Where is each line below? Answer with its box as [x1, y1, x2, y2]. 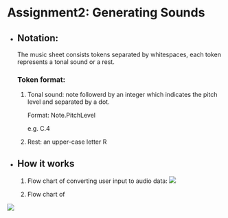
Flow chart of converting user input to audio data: [27, 177, 168, 185]
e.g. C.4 [27, 124, 50, 133]
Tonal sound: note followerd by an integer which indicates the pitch [27, 91, 218, 99]
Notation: [16, 32, 59, 44]
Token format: [16, 74, 66, 84]
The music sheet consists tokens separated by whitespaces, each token [16, 50, 222, 58]
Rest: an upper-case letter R [27, 138, 107, 146]
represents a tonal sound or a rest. [16, 58, 115, 66]
